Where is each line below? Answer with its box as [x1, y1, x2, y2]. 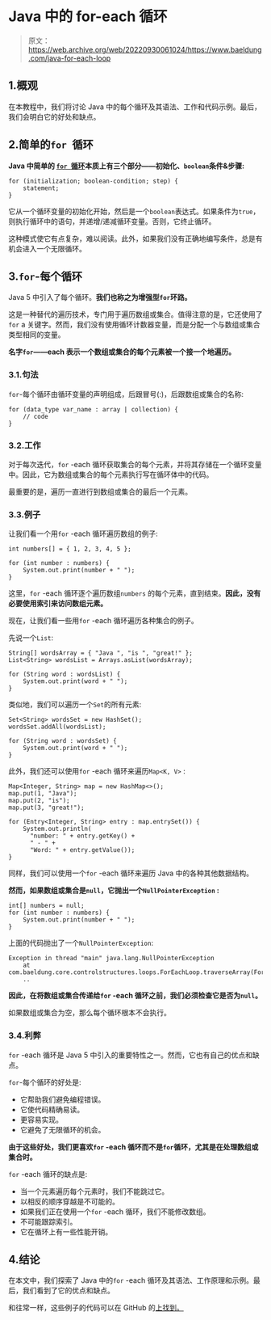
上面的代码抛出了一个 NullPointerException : [8, 938, 154, 948]
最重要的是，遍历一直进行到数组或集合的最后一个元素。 [8, 487, 192, 496]
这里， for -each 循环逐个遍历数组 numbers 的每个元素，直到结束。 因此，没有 [8, 588, 261, 598]
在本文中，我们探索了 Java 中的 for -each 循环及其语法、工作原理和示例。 [8, 1276, 254, 1285]
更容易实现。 [19, 1115, 63, 1124]
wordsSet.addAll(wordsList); [8, 723, 106, 732]
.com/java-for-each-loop [27, 53, 111, 63]
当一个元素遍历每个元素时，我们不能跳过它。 [19, 1186, 169, 1196]
